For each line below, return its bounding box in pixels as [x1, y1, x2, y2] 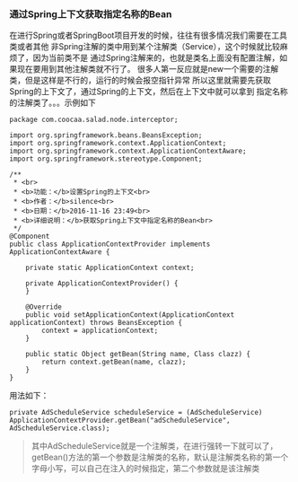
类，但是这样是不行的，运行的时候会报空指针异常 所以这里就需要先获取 [9, 74, 271, 86]
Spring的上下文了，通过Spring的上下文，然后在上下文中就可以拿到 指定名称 [9, 86, 289, 97]
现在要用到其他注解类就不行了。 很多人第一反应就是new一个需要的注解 [16, 64, 279, 74]
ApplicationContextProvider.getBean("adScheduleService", [9, 416, 231, 425]
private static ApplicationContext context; [25, 263, 195, 273]
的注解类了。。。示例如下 [9, 97, 96, 109]
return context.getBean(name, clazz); [41, 357, 187, 367]
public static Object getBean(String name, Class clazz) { [25, 350, 251, 359]
